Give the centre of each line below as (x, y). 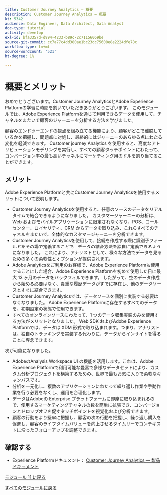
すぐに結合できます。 (43, 290)
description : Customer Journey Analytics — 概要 (56, 14)
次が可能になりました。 (29, 351)
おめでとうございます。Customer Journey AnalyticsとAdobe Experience (79, 102)
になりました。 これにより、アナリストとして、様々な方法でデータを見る (87, 253)
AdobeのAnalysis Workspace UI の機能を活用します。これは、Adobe (83, 361)
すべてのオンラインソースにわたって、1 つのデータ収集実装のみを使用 (83, 315)
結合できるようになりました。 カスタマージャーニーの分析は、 (94, 216)
